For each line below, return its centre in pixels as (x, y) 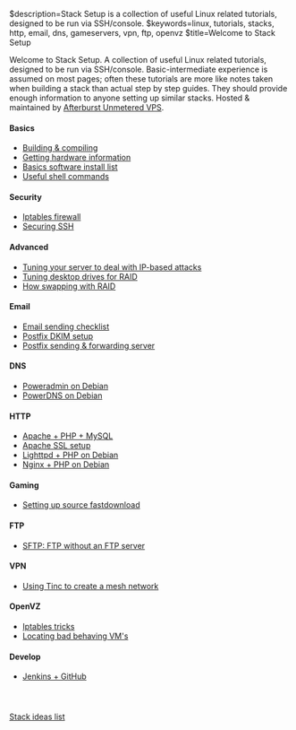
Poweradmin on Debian (65, 387)
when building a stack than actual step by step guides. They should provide (148, 88)
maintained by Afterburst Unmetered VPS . (87, 107)
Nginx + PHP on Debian (66, 465)
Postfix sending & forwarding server (89, 345)
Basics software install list (70, 167)
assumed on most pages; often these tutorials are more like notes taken (141, 79)
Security (25, 196)
